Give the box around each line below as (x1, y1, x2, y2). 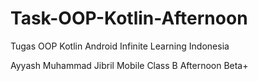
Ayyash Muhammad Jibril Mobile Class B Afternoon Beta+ (10, 59, 249, 71)
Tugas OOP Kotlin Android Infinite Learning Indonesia (10, 40, 230, 52)
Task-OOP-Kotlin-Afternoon (10, 7, 248, 30)
